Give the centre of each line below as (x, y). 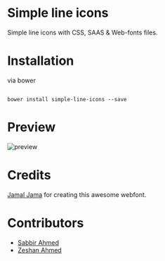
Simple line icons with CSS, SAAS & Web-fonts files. (82, 32)
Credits (29, 175)
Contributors (46, 223)
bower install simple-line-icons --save (67, 99)
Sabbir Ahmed (38, 242)
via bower (22, 80)
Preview (32, 127)
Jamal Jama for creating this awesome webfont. (77, 194)
